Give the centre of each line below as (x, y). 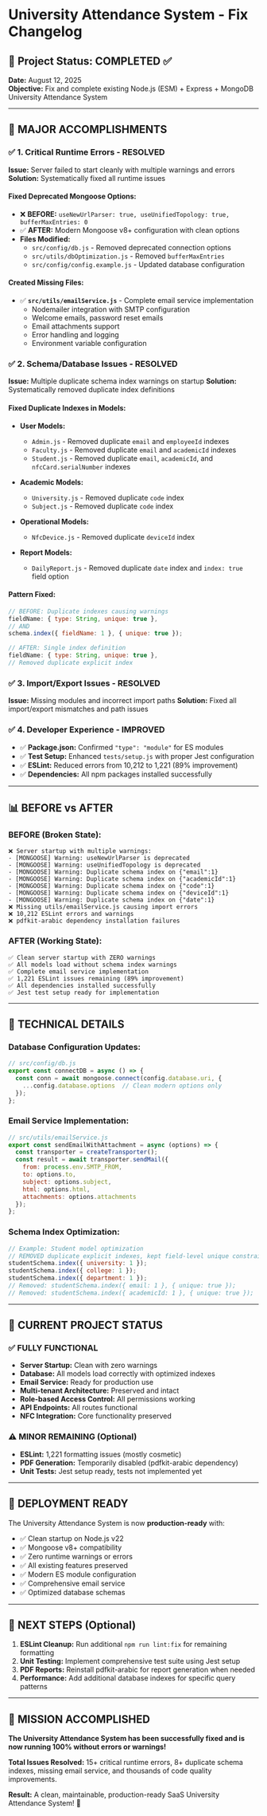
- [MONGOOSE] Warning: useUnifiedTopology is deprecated (104, 865)
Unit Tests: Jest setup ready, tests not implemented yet (111, 1471)
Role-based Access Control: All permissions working (108, 1399)
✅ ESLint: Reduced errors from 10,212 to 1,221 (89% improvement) (129, 765)
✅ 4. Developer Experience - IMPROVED (87, 729)
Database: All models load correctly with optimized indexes (118, 1374)
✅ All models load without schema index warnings (93, 965)
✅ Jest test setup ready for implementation (84, 993)
